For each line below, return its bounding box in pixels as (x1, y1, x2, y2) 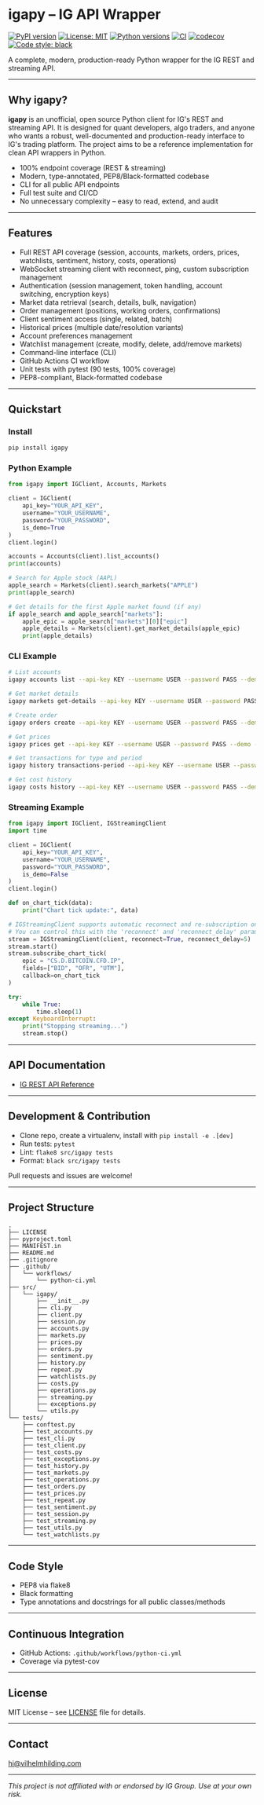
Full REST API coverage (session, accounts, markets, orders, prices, (19, 247, 240, 257)
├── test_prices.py (22, 1490, 86, 1498)
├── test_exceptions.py (22, 1455, 101, 1463)
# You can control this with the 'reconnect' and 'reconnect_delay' (8, 928, 237, 935)
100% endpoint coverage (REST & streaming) (19, 163, 167, 172)
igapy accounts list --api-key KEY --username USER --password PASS (8, 676, 237, 684)
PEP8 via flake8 (19, 1580, 71, 1590)
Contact (8, 1737, 49, 1751)
